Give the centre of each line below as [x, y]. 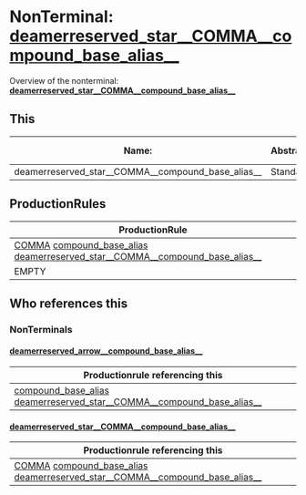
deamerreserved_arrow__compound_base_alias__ [106, 351]
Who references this [69, 303]
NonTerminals [41, 329]
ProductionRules [58, 204]
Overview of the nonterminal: [64, 80]
